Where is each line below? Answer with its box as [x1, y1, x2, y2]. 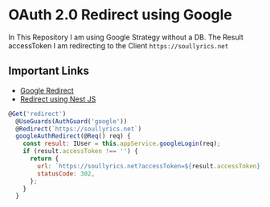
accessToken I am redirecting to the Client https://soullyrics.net [8, 40, 229, 50]
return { [29, 155, 59, 163]
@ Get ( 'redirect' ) [8, 110, 67, 118]
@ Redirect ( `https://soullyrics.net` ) [15, 125, 142, 133]
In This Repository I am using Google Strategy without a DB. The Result [8, 32, 243, 42]
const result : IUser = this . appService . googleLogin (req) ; [22, 139, 221, 148]
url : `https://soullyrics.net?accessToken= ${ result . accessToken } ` [37, 162, 264, 170]
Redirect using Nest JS [19, 94, 96, 104]
